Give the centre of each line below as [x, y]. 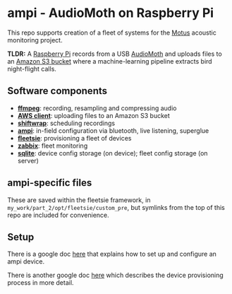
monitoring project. [35, 40]
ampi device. [26, 261]
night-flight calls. [32, 69]
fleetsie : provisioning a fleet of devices [74, 138]
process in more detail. [41, 283]
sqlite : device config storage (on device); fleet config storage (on [112, 153]
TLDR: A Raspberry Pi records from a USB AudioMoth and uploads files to [115, 54]
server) [28, 160]
